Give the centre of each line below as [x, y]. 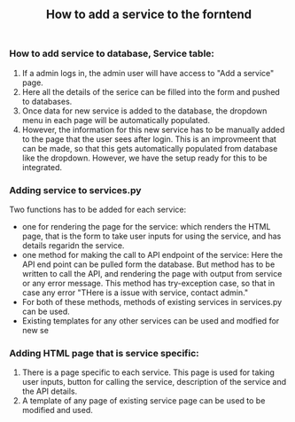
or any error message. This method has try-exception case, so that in [148, 283]
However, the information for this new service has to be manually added [153, 129]
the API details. [50, 391]
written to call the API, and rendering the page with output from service [152, 273]
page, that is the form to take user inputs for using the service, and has [151, 236]
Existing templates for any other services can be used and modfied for [151, 320]
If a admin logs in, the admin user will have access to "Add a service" [148, 73]
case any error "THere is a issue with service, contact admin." [135, 293]
